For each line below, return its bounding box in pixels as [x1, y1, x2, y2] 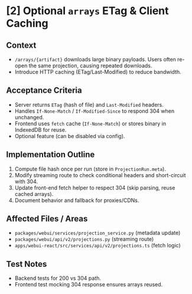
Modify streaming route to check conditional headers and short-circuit [14, 171, 186, 178]
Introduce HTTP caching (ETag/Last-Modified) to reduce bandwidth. [14, 68, 181, 75]
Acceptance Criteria [6, 86, 82, 96]
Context [6, 40, 37, 50]
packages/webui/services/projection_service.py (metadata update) [14, 229, 181, 237]
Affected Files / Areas [6, 214, 88, 224]
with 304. [14, 178, 38, 185]
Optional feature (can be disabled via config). [14, 132, 125, 139]
